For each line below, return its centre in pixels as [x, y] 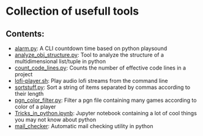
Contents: [25, 34]
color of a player [35, 107]
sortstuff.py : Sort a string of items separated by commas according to [102, 87]
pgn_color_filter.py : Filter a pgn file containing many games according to [105, 100]
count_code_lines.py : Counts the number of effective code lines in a [100, 68]
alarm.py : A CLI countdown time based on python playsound [91, 48]
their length [29, 94]
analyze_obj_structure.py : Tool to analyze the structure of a [89, 55]
